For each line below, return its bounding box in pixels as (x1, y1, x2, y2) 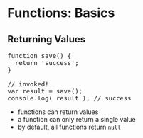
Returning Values (7, 33, 86, 45)
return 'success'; (14, 59, 80, 67)
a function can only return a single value (17, 115, 137, 123)
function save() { (7, 52, 72, 59)
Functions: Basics (7, 5, 115, 21)
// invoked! (7, 80, 49, 88)
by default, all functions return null (17, 122, 121, 131)
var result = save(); (7, 87, 83, 95)
